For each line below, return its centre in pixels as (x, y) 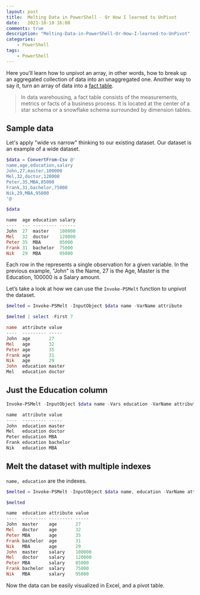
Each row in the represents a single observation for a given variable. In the (97, 265)
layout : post (22, 12)
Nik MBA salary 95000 (48, 574)
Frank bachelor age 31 (44, 541)
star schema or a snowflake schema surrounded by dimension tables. (106, 109)
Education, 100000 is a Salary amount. (54, 277)
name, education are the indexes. (47, 481)
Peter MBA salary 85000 (48, 563)
